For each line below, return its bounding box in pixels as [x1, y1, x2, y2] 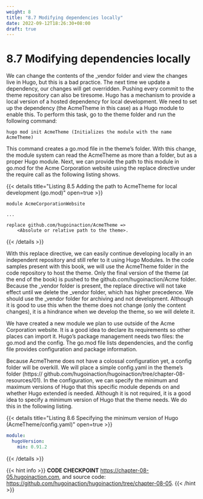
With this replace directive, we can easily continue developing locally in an [6, 250, 192, 257]
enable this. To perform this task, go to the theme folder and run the [6, 111, 176, 119]
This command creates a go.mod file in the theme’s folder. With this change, [6, 145, 196, 153]
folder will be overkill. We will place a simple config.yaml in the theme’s [6, 364, 184, 371]
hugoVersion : [12, 438, 45, 444]
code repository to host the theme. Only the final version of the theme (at [6, 269, 189, 277]
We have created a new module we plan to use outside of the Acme [6, 320, 175, 327]
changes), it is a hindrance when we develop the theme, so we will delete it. [6, 308, 195, 315]
